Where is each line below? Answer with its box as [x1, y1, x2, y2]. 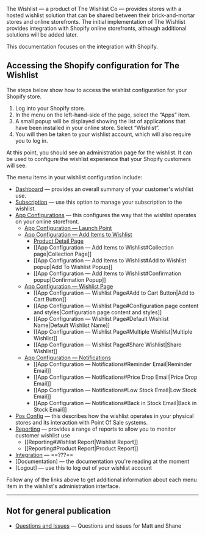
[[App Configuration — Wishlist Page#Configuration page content [33, 302, 199, 309]
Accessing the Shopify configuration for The [6, 60, 180, 71]
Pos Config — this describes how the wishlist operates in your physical [15, 412, 194, 420]
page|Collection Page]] [33, 250, 92, 257]
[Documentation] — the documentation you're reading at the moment [15, 458, 190, 465]
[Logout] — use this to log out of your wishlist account [15, 464, 153, 472]
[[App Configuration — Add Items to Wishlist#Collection [33, 243, 174, 251]
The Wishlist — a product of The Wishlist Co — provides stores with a [6, 5, 182, 12]
